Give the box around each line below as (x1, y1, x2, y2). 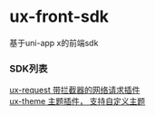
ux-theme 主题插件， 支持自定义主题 (9, 96, 146, 107)
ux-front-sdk (9, 6, 110, 27)
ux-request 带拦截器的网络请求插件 (9, 84, 140, 96)
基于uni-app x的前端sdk (9, 37, 99, 48)
